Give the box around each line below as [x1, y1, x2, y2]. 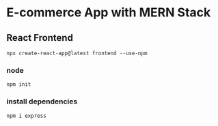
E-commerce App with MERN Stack [6, 5, 211, 20]
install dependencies [6, 97, 78, 106]
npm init [6, 81, 31, 88]
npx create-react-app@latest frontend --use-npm [6, 50, 148, 57]
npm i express [6, 112, 47, 119]
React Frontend [6, 32, 73, 44]
